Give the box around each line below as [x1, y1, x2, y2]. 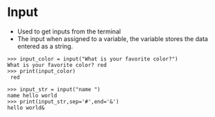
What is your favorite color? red [7, 61, 108, 68]
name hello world [7, 92, 58, 99]
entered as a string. [17, 42, 74, 50]
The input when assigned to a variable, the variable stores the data [17, 34, 208, 42]
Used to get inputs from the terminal [17, 27, 121, 36]
